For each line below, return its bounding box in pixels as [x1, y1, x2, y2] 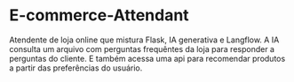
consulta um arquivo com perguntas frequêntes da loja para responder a [9, 43, 275, 54]
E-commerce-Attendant [9, 5, 189, 26]
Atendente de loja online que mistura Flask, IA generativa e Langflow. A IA [9, 34, 280, 45]
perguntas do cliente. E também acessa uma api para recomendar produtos [9, 53, 286, 63]
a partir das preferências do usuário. [9, 63, 143, 73]
